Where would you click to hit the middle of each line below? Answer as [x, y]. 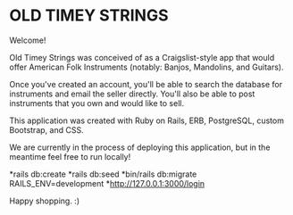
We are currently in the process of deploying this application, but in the [140, 147]
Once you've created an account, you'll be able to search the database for [146, 84]
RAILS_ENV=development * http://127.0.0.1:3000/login [107, 183]
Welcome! [28, 40]
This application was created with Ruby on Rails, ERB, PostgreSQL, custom [146, 120]
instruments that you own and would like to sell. [97, 103]
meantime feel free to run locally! [70, 156]
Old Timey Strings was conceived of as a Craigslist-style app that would [142, 57]
